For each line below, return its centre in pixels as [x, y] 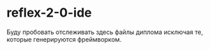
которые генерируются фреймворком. [64, 39]
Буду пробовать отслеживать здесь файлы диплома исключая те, [105, 32]
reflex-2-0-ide [49, 13]
